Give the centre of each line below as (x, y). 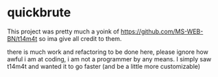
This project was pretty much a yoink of (63, 31)
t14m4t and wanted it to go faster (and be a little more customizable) (104, 66)
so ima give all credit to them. (80, 38)
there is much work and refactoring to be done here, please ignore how (108, 52)
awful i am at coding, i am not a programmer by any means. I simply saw (109, 59)
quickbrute (39, 13)
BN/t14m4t (22, 38)
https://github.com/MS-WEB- (162, 31)
